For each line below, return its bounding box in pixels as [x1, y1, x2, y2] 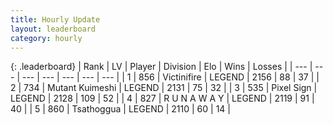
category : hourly [10, 33, 83, 43]
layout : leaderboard [10, 24, 97, 34]
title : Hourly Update [10, 14, 101, 25]
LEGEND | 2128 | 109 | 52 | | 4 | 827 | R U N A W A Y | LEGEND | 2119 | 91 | [10, 92, 315, 105]
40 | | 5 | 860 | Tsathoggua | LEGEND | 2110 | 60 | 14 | [10, 103, 231, 115]
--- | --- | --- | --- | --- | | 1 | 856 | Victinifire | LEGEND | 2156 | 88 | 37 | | [21, 71, 320, 83]
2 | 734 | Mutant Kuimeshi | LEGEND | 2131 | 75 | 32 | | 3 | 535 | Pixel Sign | [10, 82, 318, 94]
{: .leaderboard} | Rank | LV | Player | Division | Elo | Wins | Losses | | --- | [10, 61, 313, 73]
